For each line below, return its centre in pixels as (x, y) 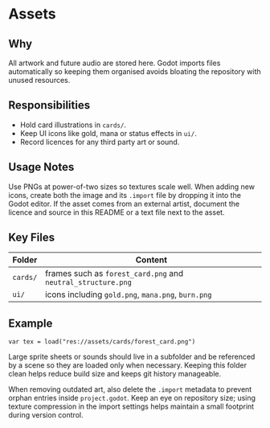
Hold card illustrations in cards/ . (73, 125)
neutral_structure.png (89, 283)
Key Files (31, 238)
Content (151, 260)
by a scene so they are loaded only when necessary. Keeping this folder (128, 365)
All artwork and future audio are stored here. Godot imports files (115, 63)
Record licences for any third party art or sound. (100, 142)
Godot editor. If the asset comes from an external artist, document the (124, 204)
